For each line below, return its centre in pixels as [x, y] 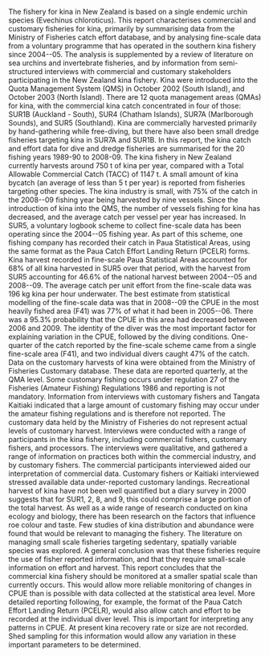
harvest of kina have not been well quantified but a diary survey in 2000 [127, 491]
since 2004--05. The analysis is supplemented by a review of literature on [131, 54]
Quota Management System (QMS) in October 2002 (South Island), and [126, 89]
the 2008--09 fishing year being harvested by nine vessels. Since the [123, 200]
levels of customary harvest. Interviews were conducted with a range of [127, 431]
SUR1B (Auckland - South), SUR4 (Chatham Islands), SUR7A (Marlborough [131, 114]
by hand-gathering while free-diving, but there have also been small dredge [134, 131]
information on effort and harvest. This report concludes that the [115, 568]
